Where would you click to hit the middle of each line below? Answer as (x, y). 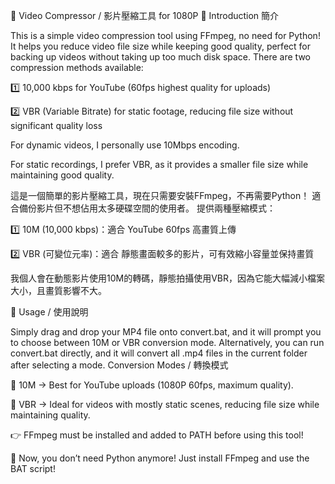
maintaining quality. (50, 415)
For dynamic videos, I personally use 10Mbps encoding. (125, 145)
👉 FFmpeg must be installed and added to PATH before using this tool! (157, 435)
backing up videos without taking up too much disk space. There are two (160, 57)
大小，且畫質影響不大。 (58, 290)
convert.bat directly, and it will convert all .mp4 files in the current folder (159, 353)
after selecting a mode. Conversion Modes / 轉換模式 (119, 365)
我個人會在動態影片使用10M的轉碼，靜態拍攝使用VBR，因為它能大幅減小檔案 (167, 278)
